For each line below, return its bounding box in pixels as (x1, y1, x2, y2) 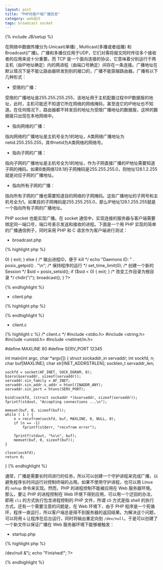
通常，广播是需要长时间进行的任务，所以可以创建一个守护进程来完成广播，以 (5, 473, 158, 479)
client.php (12, 294, 33, 300)
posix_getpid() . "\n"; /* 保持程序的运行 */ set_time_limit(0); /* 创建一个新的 (5, 263, 154, 269)
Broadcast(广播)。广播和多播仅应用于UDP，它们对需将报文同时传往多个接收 (5, 50, 157, 56)
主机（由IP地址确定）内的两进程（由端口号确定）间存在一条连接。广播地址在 (5, 62, 158, 68)
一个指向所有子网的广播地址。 (5, 205, 65, 211)
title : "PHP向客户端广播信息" (5, 12, 61, 16)
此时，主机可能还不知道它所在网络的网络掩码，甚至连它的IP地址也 (13, 101, 145, 107)
